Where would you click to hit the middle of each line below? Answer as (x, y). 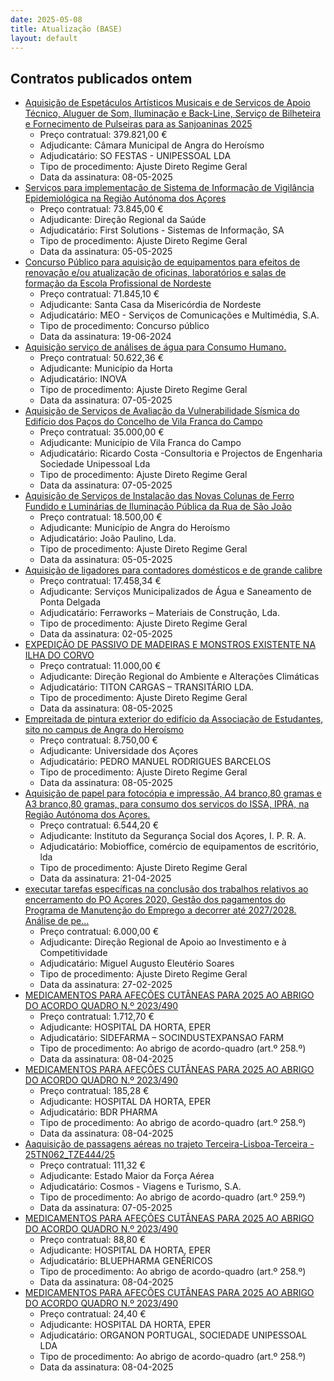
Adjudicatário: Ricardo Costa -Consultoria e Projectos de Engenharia (181, 453)
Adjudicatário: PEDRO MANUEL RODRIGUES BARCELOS (155, 762)
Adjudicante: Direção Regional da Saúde (123, 220)
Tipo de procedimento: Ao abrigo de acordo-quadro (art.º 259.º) (173, 1197)
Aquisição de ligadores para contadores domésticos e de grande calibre (173, 570)
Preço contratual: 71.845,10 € (99, 294)
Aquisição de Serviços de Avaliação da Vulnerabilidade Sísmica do (162, 411)
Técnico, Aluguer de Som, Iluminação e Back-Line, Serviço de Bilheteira (173, 113)
